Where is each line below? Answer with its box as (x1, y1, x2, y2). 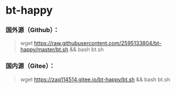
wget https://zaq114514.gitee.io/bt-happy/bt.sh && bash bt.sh (20, 75, 171, 83)
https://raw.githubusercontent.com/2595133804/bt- (34, 40, 162, 47)
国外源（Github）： (5, 26, 60, 34)
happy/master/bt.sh (20, 46, 69, 53)
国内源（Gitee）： (5, 62, 55, 70)
